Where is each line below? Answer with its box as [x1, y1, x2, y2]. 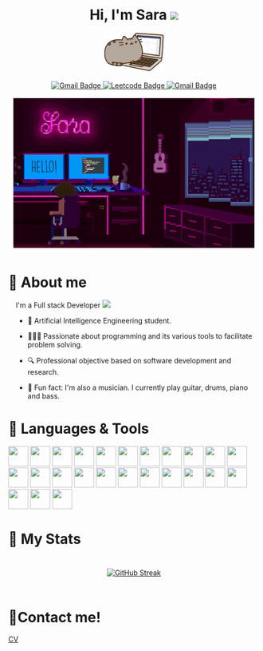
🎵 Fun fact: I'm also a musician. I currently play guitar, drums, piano [27, 383, 249, 392]
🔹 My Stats [8, 530, 81, 548]
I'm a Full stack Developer [15, 300, 101, 310]
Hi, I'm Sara [89, 6, 167, 24]
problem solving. [27, 340, 83, 350]
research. [27, 367, 59, 377]
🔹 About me [8, 273, 88, 292]
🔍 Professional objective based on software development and [27, 356, 232, 366]
